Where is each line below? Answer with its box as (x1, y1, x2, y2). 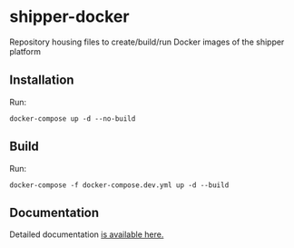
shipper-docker (9, 6, 130, 27)
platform (9, 45, 41, 56)
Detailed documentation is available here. (9, 229, 164, 240)
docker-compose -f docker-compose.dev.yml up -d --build (9, 180, 230, 190)
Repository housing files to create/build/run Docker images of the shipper (9, 36, 285, 47)
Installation (9, 73, 74, 88)
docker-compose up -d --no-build (9, 114, 136, 124)
